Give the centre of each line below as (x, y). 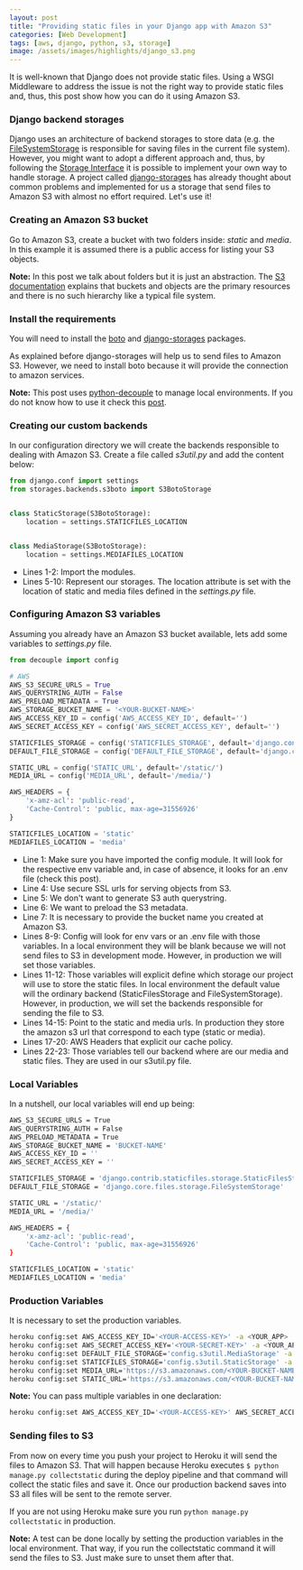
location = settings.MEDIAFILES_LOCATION (104, 554)
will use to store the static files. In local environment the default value (151, 984)
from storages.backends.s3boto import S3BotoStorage (110, 489)
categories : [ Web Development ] (68, 34)
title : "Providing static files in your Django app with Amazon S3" (141, 26)
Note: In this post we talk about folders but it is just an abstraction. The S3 (147, 276)
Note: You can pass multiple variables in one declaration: (115, 1396)
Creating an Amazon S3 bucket (79, 220)
